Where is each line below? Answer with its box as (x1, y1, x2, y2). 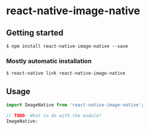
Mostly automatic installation (6, 57, 92, 65)
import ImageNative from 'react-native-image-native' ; (6, 102, 144, 108)
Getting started (6, 28, 64, 38)
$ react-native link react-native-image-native (6, 70, 126, 76)
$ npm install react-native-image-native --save (6, 43, 128, 49)
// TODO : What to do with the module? (6, 112, 102, 119)
